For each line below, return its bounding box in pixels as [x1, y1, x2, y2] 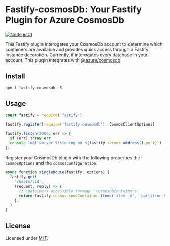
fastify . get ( [10, 174, 37, 179]
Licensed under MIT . [5, 235, 49, 241]
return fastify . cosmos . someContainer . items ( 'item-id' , [18, 193, 137, 199]
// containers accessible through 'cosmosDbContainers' [18, 189, 139, 194]
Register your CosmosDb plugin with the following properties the [5, 154, 140, 161]
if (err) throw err [10, 136, 51, 141]
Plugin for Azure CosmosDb [5, 14, 125, 26]
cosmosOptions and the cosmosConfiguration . [5, 160, 98, 166]
